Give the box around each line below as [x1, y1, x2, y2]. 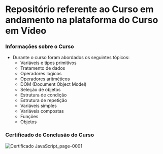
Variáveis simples [20, 102, 57, 109]
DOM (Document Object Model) [20, 81, 87, 87]
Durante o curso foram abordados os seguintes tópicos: [12, 55, 130, 61]
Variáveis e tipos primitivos [20, 60, 77, 66]
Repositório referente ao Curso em [5, 4, 154, 15]
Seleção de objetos [20, 87, 61, 93]
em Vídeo [5, 25, 47, 36]
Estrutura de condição [20, 92, 67, 98]
